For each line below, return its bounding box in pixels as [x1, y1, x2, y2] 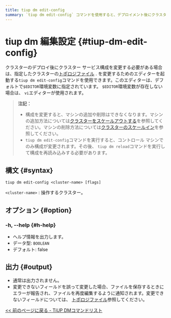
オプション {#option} [5, 206, 72, 215]
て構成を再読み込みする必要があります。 [25, 150, 110, 156]
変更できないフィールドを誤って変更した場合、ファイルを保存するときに [12, 283, 164, 289]
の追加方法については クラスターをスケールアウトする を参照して [25, 118, 159, 124]
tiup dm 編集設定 [5, 36, 76, 47]
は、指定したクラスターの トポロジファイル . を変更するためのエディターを [5, 71, 160, 77]
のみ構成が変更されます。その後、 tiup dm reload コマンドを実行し [25, 143, 165, 149]
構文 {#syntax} [5, 166, 53, 175]
